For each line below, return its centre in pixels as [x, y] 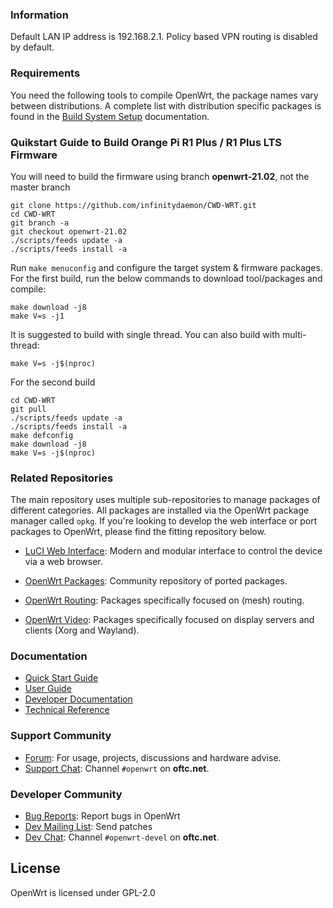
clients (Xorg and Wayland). [82, 630]
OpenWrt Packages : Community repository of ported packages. [156, 581]
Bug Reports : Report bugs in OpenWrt [102, 816]
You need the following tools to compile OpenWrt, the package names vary [164, 95]
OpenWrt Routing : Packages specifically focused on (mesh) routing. [164, 600]
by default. [32, 47]
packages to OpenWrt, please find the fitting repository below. [138, 532]
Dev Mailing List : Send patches [88, 827]
